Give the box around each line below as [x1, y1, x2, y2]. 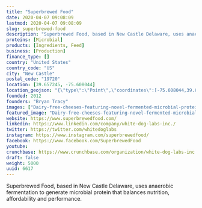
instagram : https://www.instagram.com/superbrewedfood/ [6, 132, 149, 139]
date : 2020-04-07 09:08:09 [6, 14, 74, 20]
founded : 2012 [6, 93, 42, 99]
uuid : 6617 [6, 166, 34, 172]
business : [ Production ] [6, 48, 66, 54]
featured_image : [6, 110, 47, 116]
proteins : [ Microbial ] [6, 37, 63, 43]
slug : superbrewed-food [6, 25, 66, 32]
